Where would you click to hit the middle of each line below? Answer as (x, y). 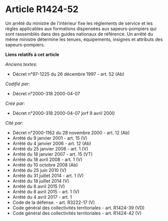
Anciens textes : (21, 64)
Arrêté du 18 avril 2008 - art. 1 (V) (47, 159)
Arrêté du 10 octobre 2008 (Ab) (45, 164)
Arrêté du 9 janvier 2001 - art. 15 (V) (50, 138)
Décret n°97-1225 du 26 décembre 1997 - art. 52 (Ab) (68, 74)
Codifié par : (18, 84)
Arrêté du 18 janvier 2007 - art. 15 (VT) (52, 154)
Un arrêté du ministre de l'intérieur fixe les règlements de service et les (79, 23)
